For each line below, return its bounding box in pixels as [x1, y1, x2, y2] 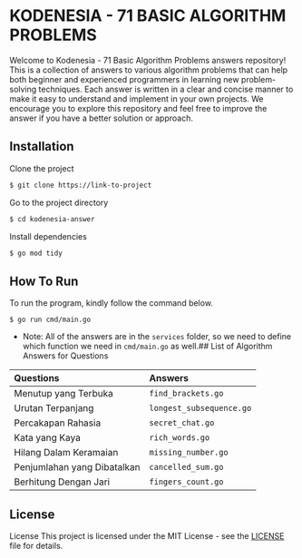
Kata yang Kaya [14, 432, 82, 445]
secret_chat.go [149, 418, 215, 428]
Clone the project [9, 162, 74, 173]
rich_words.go [149, 433, 210, 443]
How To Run [9, 273, 79, 289]
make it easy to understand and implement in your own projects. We [9, 93, 264, 104]
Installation [9, 139, 74, 154]
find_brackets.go [149, 388, 224, 399]
